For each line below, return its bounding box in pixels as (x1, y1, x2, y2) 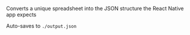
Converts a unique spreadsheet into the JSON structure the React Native (6, 5, 184, 12)
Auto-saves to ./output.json (6, 23, 77, 29)
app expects (6, 11, 37, 18)
